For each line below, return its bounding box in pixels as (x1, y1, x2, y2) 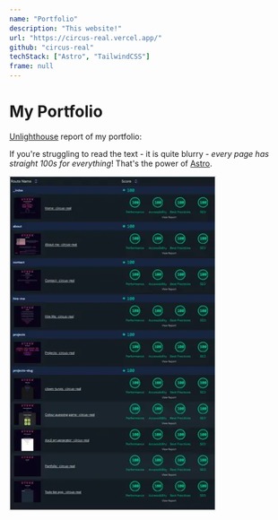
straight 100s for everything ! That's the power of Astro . (9, 158, 213, 169)
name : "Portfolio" (9, 14, 78, 23)
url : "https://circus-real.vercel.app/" (9, 33, 163, 42)
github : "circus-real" (9, 43, 94, 52)
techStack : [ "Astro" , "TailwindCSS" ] (9, 52, 151, 62)
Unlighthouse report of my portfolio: (9, 131, 142, 142)
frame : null (9, 62, 54, 71)
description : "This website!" (9, 23, 123, 33)
